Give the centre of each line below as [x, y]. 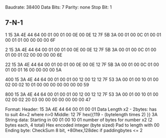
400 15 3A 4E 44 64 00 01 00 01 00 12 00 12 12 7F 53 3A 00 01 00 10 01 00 [82, 79]
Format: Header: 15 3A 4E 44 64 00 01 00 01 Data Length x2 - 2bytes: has [81, 109]
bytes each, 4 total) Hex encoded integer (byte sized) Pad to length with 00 [83, 125]
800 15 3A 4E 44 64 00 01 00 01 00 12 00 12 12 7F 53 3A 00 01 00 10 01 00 [82, 94]
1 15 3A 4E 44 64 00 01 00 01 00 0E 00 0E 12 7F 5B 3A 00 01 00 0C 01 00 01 [83, 35]
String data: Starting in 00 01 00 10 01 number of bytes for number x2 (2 [79, 120]
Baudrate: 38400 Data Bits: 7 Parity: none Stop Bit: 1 [58, 7]
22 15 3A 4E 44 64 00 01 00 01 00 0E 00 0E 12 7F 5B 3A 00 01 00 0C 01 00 [82, 65]
